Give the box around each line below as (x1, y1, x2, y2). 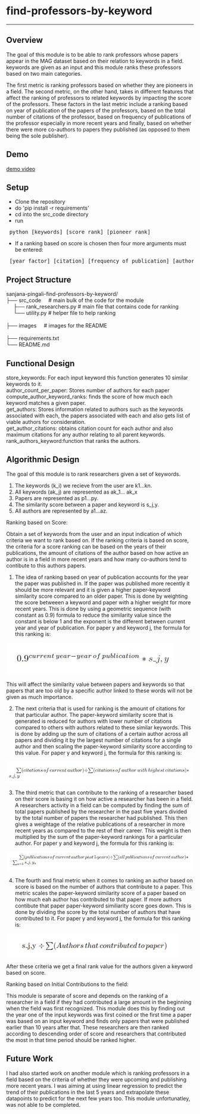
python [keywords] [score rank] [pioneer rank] (9, 229, 151, 236)
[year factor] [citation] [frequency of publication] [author (9, 258, 195, 264)
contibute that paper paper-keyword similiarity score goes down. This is (14, 902, 192, 909)
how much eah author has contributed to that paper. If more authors (14, 896, 182, 903)
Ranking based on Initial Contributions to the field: (6, 981, 129, 988)
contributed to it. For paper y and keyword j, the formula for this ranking (14, 915, 191, 922)
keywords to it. (6, 380, 43, 388)
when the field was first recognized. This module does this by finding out (6, 1005, 186, 1012)
